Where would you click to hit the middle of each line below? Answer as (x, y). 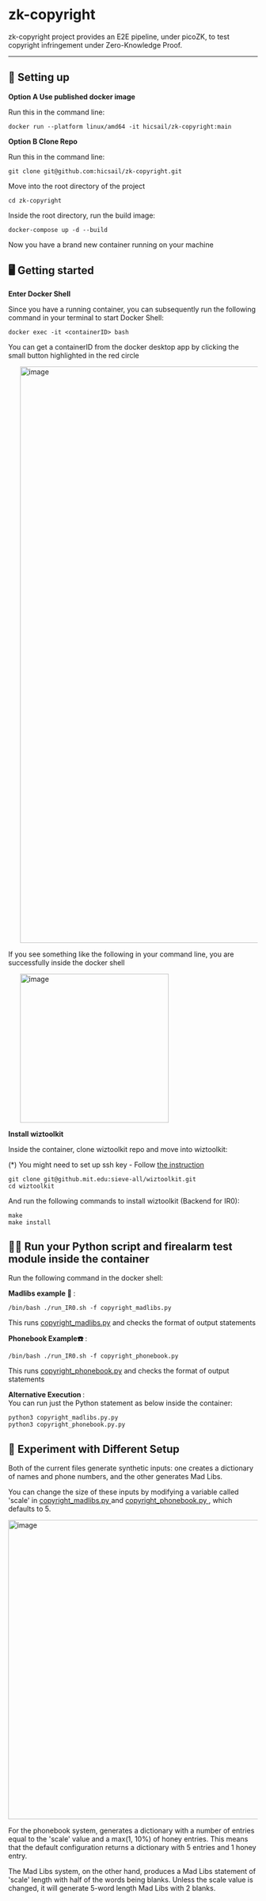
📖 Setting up (39, 77)
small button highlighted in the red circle (74, 355)
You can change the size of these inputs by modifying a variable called (123, 1492)
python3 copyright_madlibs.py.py (63, 1418)
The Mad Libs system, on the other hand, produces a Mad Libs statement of (132, 1872)
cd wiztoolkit (32, 1186)
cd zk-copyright (35, 200)
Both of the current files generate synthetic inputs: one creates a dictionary (131, 1468)
